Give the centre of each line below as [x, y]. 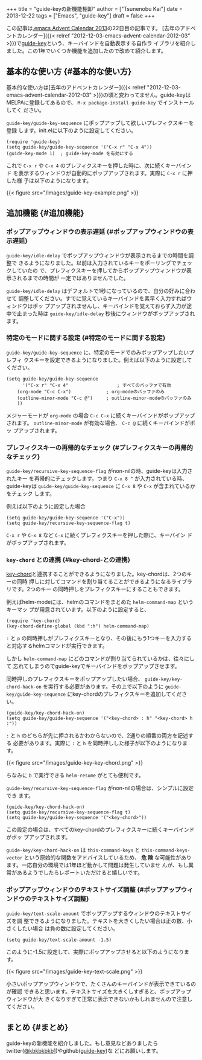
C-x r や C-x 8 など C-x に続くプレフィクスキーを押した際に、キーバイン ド [99, 535]
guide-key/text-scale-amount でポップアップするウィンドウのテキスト [93, 913]
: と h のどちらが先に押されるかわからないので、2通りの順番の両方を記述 [97, 736]
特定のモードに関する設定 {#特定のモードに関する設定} [86, 338]
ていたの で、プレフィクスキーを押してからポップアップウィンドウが [102, 270]
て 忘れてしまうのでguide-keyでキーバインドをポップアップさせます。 [93, 666]
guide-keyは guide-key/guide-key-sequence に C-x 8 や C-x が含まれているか [101, 486]
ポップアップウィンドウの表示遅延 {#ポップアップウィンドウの [97, 232]
